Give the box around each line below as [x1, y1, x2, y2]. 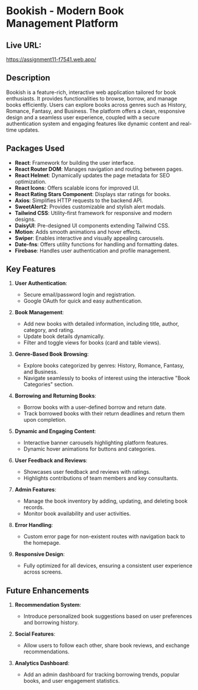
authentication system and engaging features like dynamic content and [6, 120, 179, 127]
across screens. [23, 568, 63, 575]
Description [6, 73, 50, 83]
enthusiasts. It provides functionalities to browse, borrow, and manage [6, 95, 177, 102]
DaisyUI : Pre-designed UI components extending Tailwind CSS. [14, 222, 170, 229]
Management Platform [6, 17, 119, 30]
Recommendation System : [14, 601, 82, 608]
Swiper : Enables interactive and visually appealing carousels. [14, 235, 164, 242]
